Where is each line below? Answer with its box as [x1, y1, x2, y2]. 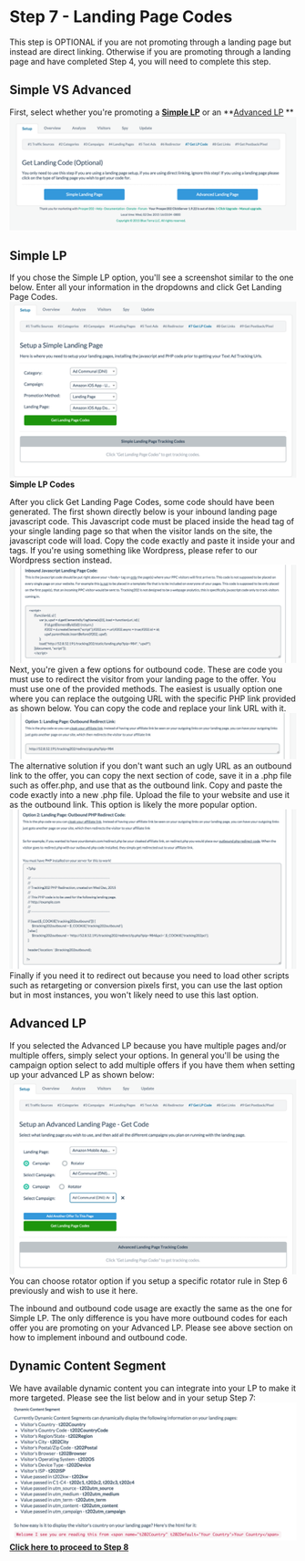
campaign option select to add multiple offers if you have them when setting [9, 1060, 296, 1070]
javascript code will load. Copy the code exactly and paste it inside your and [9, 535, 296, 546]
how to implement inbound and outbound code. [9, 1331, 188, 1342]
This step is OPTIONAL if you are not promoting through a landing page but [9, 36, 291, 47]
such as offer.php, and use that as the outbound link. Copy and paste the [9, 780, 283, 791]
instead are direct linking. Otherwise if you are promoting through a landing [9, 46, 291, 57]
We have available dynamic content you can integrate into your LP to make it [9, 1382, 297, 1393]
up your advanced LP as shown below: [9, 1069, 155, 1080]
